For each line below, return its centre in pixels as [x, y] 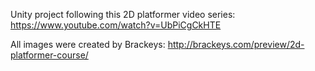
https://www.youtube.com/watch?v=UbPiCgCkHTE [116, 25]
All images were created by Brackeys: [88, 44]
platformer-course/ [49, 55]
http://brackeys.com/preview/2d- [236, 44]
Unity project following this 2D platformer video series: [123, 14]
